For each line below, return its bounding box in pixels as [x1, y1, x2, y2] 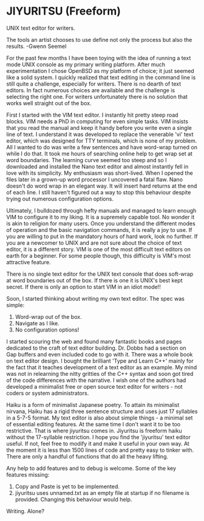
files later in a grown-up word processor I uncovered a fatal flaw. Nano [6, 175, 183, 183]
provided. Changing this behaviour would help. [15, 495, 132, 503]
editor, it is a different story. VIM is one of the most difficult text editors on [6, 245, 191, 253]
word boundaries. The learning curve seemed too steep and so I [6, 156, 167, 163]
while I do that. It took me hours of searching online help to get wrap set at [6, 150, 193, 157]
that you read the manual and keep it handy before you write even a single [6, 124, 192, 131]
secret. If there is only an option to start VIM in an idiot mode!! [6, 283, 161, 290]
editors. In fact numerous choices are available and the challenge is [6, 86, 175, 94]
